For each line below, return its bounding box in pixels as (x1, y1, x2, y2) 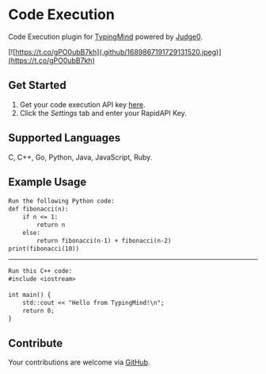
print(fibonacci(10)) (8, 245, 80, 253)
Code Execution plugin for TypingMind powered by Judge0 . (8, 32, 203, 41)
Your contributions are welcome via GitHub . (8, 357, 150, 367)
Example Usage (8, 175, 87, 188)
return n (36, 221, 66, 229)
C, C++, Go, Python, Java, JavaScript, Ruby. (8, 152, 153, 162)
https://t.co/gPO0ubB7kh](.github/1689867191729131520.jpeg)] (15, 47, 222, 56)
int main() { (8, 291, 51, 299)
